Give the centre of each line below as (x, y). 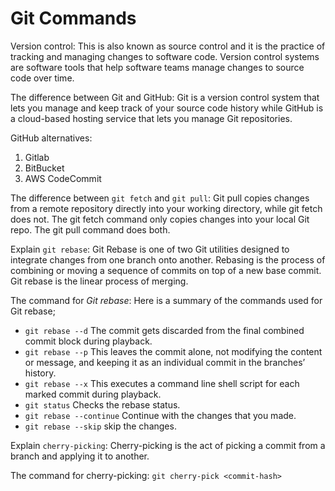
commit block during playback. (88, 341)
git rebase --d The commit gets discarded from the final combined (164, 330)
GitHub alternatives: (51, 138)
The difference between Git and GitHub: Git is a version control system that (165, 97)
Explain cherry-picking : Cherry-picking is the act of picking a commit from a (168, 445)
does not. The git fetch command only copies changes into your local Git (160, 219)
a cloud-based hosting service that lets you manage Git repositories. (151, 118)
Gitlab (37, 157)
